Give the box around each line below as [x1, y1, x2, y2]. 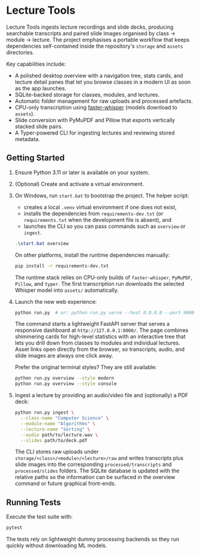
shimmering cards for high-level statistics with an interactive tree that [14, 333, 186, 340]
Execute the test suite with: [6, 513, 73, 520]
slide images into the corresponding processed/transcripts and [14, 461, 172, 468]
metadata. [14, 135, 40, 142]
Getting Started [6, 153, 65, 163]
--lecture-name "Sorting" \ [20, 426, 91, 432]
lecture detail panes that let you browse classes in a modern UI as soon [14, 78, 191, 86]
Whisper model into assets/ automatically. [14, 286, 119, 294]
